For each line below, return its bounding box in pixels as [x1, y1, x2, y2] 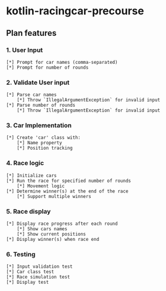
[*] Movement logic [17, 183, 65, 189]
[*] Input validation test [6, 264, 73, 270]
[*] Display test [6, 279, 49, 286]
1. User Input [6, 46, 43, 54]
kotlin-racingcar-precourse [6, 4, 144, 18]
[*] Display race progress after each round [6, 221, 118, 227]
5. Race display [6, 207, 51, 215]
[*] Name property [17, 140, 62, 146]
